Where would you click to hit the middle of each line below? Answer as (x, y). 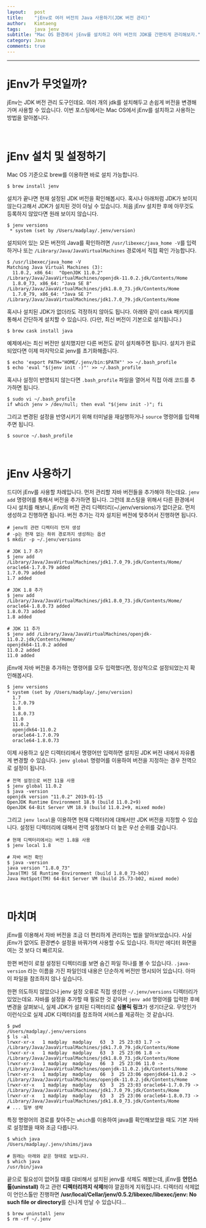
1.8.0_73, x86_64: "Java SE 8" (52, 283)
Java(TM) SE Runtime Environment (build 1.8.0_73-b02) (78, 873)
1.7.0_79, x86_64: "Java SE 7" (52, 294)
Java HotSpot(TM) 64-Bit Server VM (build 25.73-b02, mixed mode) (93, 879)
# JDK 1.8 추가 (25, 590)
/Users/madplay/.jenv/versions (47, 1031)
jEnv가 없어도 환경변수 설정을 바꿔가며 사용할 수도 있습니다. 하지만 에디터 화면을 (102, 942)
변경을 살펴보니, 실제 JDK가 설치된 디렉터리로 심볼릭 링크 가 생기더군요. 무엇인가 (102, 1007)
